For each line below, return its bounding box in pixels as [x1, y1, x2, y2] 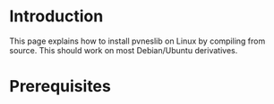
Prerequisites [9, 76, 112, 97]
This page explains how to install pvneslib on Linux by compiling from [9, 36, 266, 46]
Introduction [9, 6, 104, 27]
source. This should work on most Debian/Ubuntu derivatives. [9, 44, 238, 55]
